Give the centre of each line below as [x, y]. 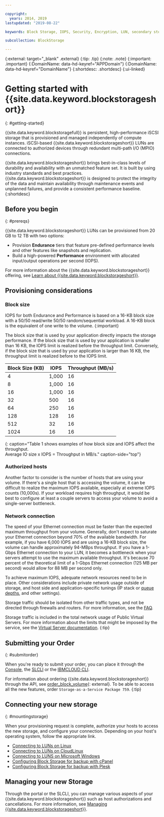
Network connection [30, 516]
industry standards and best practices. [44, 173]
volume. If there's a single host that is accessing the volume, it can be [75, 482]
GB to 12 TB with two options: [35, 235]
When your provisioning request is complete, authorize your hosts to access [82, 726]
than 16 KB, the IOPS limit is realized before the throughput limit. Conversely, [82, 345]
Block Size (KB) [26, 368]
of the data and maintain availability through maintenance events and [74, 184]
